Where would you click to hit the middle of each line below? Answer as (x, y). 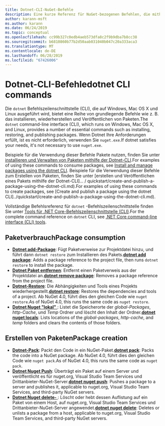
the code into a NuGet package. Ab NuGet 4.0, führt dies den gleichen (83, 355)
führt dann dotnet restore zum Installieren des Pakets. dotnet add (79, 255)
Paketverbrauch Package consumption (65, 237)
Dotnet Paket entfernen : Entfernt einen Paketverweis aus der (74, 270)
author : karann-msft (26, 19)
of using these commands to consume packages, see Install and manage (79, 165)
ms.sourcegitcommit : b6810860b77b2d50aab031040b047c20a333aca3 (71, 42)
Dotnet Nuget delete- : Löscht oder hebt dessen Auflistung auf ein (80, 397)
